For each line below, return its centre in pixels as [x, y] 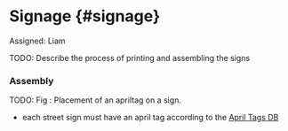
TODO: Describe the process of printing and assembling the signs [130, 58]
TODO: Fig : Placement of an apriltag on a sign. [96, 100]
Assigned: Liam [37, 41]
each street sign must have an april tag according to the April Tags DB [150, 118]
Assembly [32, 81]
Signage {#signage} [85, 16]
